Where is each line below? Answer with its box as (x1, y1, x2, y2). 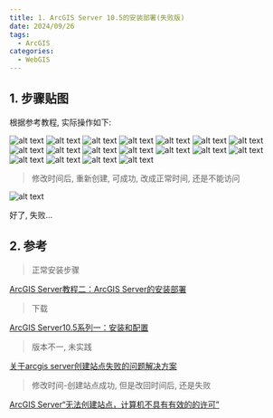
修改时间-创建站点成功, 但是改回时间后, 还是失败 (31, 379, 212, 390)
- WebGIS (17, 55, 51, 64)
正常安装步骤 (31, 264, 80, 275)
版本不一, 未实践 (31, 341, 92, 352)
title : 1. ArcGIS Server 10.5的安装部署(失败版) (9, 13, 185, 23)
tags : (9, 30, 30, 39)
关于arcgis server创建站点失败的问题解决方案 (9, 360, 178, 371)
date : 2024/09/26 (9, 22, 75, 31)
